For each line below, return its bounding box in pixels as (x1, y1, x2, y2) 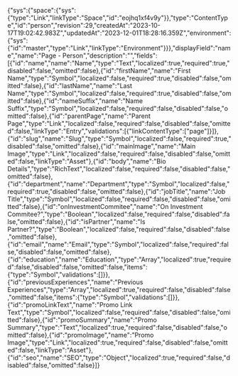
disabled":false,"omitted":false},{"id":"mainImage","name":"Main (7, 142, 196, 150)
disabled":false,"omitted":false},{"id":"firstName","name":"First (7, 67, 191, 75)
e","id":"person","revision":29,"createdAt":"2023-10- (7, 21, 161, 29)
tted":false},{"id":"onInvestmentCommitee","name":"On (7, 203, 169, 210)
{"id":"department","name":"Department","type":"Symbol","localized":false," (7, 180, 230, 188)
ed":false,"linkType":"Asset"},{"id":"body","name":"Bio (7, 157, 166, 166)
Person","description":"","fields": (63, 51, 158, 60)
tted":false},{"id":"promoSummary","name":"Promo (7, 316, 158, 324)
